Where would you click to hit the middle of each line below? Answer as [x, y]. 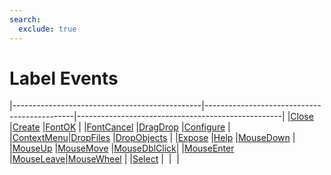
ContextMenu [40, 138]
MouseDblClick [145, 148]
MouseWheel [94, 159]
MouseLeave [39, 159]
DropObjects [141, 138]
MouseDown [264, 138]
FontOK [61, 127]
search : [25, 19]
